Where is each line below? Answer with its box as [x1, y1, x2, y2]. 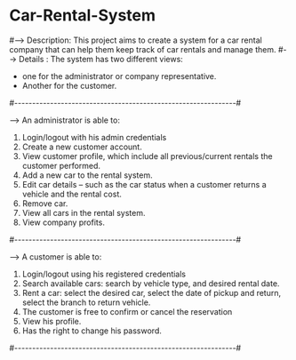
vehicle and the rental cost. [21, 188, 123, 199]
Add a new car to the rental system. [21, 170, 153, 180]
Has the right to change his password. [21, 325, 162, 336]
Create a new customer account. [21, 141, 142, 152]
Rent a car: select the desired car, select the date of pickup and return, [21, 287, 282, 298]
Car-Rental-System [9, 5, 156, 26]
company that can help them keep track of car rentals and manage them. [9, 44, 276, 54]
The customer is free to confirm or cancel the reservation [21, 306, 233, 316]
